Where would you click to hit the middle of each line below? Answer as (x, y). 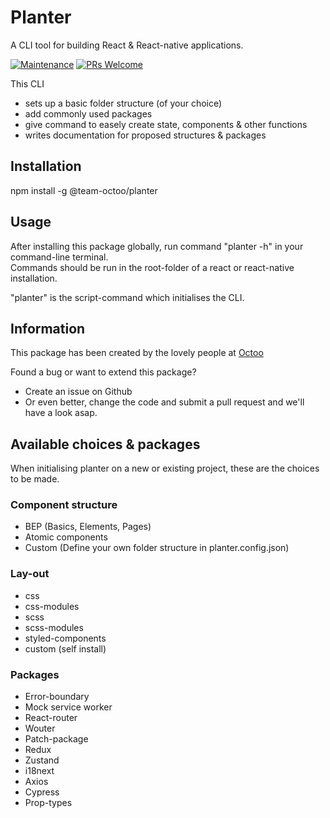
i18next (39, 771)
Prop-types (48, 803)
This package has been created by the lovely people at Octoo (137, 353)
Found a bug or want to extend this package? (103, 372)
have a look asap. (61, 413)
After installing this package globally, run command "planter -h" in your (157, 246)
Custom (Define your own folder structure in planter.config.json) (157, 548)
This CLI (27, 83)
